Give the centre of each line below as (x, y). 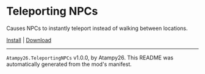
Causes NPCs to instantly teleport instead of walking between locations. (97, 28)
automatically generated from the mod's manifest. (69, 64)
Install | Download (29, 40)
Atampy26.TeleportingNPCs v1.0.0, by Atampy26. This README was (90, 57)
